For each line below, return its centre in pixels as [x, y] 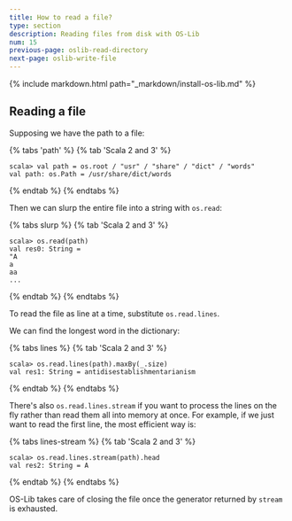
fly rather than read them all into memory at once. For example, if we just [142, 415]
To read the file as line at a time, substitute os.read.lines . [115, 313]
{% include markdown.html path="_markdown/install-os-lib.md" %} [133, 84]
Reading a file [48, 112]
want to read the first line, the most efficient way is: [103, 424]
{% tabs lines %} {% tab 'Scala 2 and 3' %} [88, 347]
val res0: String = [45, 249]
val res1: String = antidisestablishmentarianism [103, 372]
